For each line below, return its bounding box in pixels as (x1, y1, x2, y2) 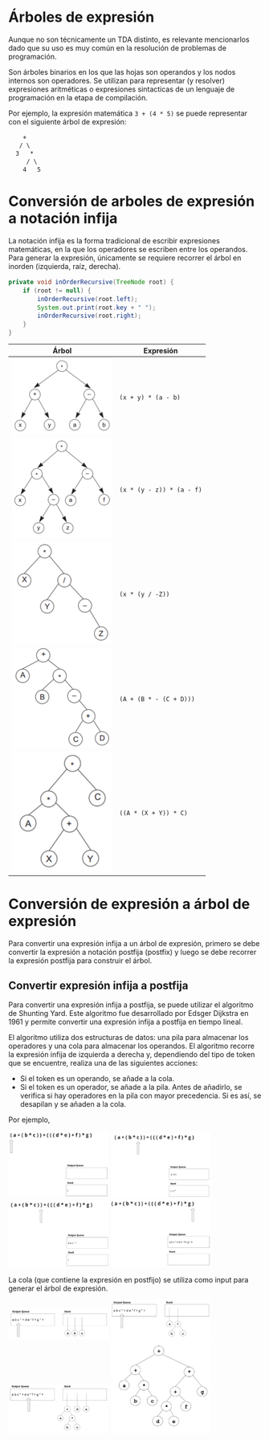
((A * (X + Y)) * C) (119, 810, 189, 818)
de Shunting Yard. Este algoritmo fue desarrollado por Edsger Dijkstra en (8, 1009, 249, 1018)
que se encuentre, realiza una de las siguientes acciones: (8, 1059, 198, 1068)
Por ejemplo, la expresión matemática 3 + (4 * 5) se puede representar (8, 108, 247, 118)
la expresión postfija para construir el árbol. (8, 956, 153, 965)
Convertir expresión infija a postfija (8, 978, 189, 992)
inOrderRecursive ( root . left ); (37, 295, 138, 303)
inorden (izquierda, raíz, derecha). (8, 261, 121, 271)
